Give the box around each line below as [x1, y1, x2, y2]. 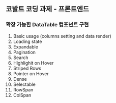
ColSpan [13, 92, 32, 98]
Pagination [13, 49, 36, 55]
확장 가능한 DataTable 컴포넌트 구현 [6, 21, 89, 28]
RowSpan [13, 86, 34, 92]
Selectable [13, 81, 36, 87]
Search [13, 55, 28, 61]
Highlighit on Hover [13, 60, 54, 66]
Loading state [13, 38, 42, 44]
